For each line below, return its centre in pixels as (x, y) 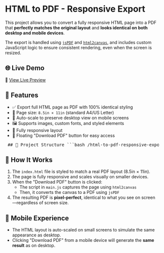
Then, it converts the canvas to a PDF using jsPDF (69, 192)
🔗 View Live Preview (25, 80)
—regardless (25, 203)
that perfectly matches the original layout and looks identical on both (76, 27)
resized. (13, 53)
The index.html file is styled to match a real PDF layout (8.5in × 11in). (81, 171)
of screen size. (54, 203)
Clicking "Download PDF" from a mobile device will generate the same (83, 240)
